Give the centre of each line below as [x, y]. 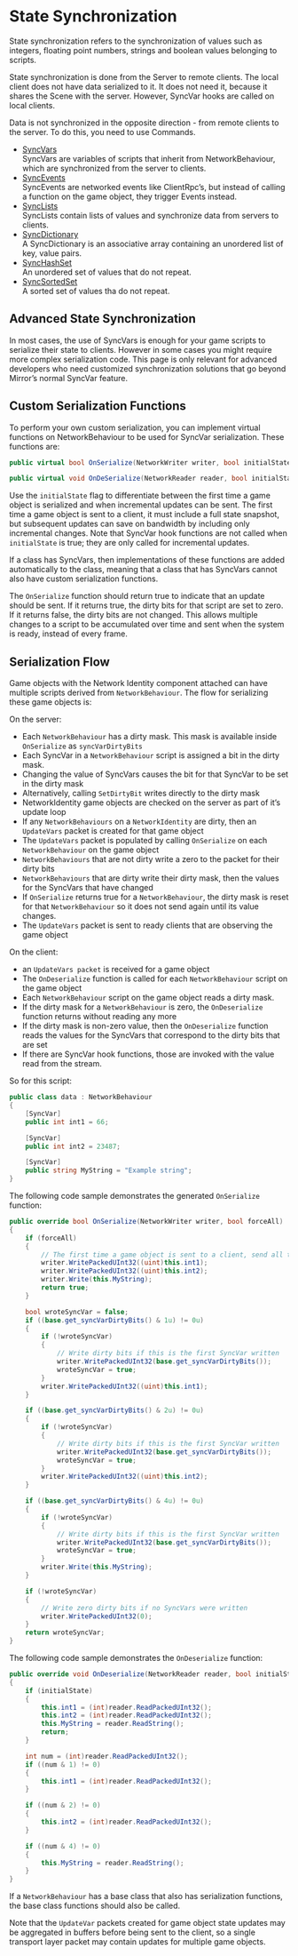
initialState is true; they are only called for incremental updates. [129, 543]
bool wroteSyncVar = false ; [77, 1312]
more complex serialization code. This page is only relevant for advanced [143, 359]
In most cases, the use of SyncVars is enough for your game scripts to [137, 340]
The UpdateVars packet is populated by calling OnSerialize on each [145, 841]
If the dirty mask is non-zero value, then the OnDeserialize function [145, 1026]
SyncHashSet [47, 262]
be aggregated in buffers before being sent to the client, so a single [132, 1932]
